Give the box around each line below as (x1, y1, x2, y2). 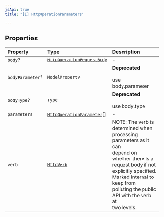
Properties (5, 34, 38, 42)
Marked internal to (112, 174, 154, 180)
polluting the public (112, 186, 156, 193)
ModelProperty (47, 74, 80, 80)
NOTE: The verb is (112, 119, 154, 126)
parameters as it (112, 137, 150, 144)
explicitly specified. (112, 168, 157, 175)
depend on (112, 149, 137, 156)
